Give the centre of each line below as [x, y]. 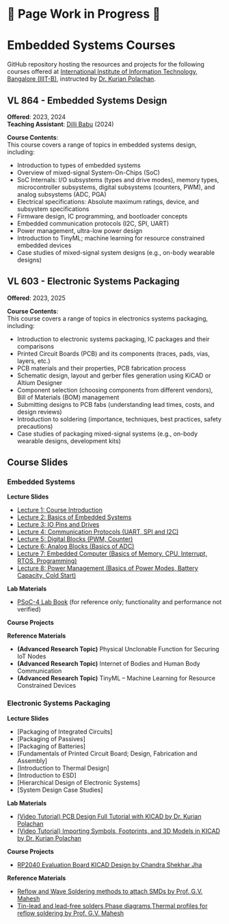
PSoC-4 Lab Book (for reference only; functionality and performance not [119, 602]
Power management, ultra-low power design [80, 230]
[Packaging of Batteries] [51, 746]
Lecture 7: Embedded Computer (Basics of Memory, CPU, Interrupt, [112, 553]
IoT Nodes [31, 656]
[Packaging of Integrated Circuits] [65, 732]
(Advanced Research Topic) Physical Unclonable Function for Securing [118, 649]
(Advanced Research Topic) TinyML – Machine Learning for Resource [116, 678]
